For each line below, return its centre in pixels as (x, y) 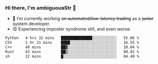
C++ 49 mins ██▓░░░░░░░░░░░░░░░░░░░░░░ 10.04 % (72, 47)
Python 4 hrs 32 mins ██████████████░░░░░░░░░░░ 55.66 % (72, 38)
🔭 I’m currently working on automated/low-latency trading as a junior (83, 19)
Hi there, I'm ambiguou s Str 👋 (41, 8)
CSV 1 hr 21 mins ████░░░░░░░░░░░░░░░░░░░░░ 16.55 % (72, 43)
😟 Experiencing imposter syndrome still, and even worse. (72, 29)
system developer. (31, 24)
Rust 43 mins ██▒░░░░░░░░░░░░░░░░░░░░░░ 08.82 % (72, 52)
